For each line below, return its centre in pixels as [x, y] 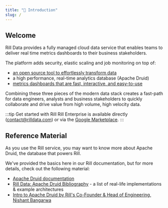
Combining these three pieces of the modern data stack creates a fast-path [84, 94]
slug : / [13, 15]
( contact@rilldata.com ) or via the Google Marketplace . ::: [65, 120]
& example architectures [38, 190]
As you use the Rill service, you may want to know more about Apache [79, 148]
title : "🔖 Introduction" [31, 10]
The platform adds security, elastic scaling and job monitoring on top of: [81, 63]
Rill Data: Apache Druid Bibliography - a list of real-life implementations [87, 184]
